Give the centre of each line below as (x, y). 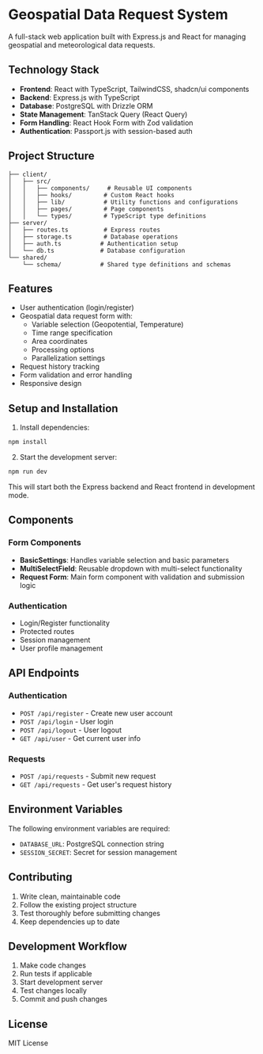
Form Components (45, 543)
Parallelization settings (68, 358)
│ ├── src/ (30, 181)
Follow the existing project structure (78, 904)
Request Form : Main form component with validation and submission (132, 577)
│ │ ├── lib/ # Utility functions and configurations (123, 202)
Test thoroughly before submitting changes (90, 913)
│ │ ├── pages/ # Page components (86, 209)
